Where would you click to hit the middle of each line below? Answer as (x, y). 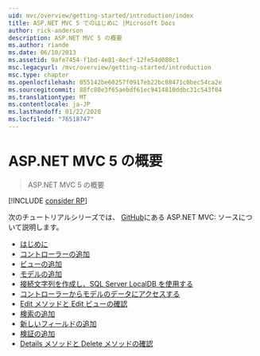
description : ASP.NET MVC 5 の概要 (65, 38)
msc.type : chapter (39, 75)
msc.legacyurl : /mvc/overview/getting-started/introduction (110, 68)
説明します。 (43, 227)
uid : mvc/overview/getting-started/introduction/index (101, 16)
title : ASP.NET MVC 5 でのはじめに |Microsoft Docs (92, 23)
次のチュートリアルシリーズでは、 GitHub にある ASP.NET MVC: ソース (124, 217)
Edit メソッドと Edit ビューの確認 (74, 303)
